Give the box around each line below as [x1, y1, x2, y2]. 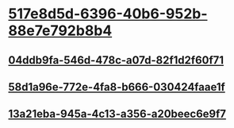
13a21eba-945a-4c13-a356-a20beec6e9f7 [8, 107, 227, 121]
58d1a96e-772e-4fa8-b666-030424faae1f [8, 80, 226, 94]
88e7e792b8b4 [8, 21, 113, 40]
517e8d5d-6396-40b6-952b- [8, 5, 208, 23]
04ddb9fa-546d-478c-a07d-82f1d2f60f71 [8, 53, 224, 67]
